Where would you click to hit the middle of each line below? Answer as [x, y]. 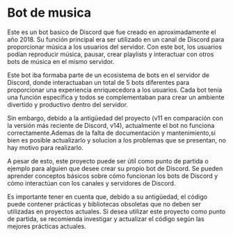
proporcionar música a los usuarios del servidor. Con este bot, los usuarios [115, 47]
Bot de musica [49, 13]
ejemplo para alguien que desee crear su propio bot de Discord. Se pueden [115, 168]
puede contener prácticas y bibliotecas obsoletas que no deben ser [104, 204]
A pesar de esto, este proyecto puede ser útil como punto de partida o [108, 161]
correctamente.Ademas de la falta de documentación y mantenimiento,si [111, 133]
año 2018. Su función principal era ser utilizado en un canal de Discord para [116, 39]
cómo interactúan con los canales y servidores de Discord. [91, 183]
